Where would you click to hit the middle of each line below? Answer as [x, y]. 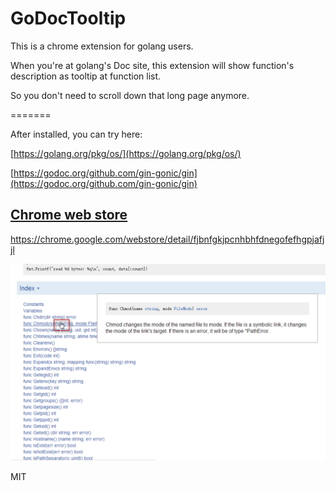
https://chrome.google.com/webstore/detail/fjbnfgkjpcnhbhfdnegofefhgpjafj [167, 239]
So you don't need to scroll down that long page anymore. [130, 95]
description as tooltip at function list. [86, 76]
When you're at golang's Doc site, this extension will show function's [152, 65]
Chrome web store [69, 215]
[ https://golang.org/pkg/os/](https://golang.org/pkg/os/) [126, 153]
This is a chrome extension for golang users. [102, 46]
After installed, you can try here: [76, 134]
